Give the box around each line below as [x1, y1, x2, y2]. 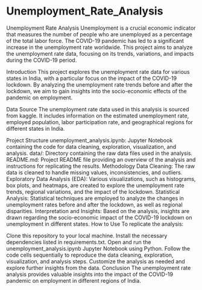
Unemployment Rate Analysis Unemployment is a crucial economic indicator [6, 24, 196, 31]
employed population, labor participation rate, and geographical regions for [6, 118, 193, 125]
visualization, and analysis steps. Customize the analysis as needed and [6, 257, 185, 265]
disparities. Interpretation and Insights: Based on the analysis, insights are [6, 207, 190, 214]
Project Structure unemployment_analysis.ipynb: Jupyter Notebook [6, 136, 173, 143]
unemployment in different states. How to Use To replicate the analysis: [6, 220, 184, 228]
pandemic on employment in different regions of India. [6, 277, 142, 284]
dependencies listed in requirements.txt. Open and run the [6, 238, 151, 246]
